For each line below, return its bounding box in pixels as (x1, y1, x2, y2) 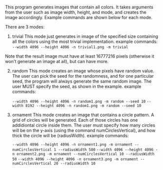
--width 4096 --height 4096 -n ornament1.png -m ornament (12, 142, 133, 147)
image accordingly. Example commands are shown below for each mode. (5, 15, 153, 20)
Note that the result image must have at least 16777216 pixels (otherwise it (5, 53, 155, 59)
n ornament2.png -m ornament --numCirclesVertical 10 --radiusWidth (12, 151, 155, 156)
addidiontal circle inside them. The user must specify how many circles (12, 122, 155, 128)
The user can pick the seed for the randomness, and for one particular (12, 73, 154, 79)
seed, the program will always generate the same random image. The (12, 78, 152, 84)
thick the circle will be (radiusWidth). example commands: (12, 133, 129, 138)
